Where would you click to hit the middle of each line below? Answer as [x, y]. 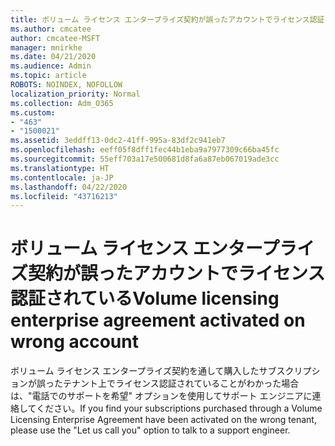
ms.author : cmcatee [51, 29]
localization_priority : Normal [75, 94]
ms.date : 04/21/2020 [53, 57]
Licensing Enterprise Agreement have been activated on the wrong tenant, [163, 420]
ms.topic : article [48, 76]
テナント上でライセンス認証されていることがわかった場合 [181, 383]
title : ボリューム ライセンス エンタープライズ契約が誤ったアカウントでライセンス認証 [167, 19]
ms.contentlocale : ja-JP [62, 177]
